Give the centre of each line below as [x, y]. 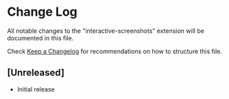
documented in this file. [40, 38]
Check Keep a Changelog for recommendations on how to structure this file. [115, 51]
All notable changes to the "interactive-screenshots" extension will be [106, 31]
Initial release [36, 89]
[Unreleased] [36, 73]
